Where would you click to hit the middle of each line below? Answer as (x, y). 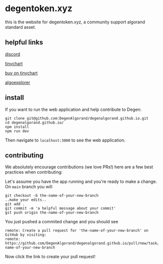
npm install (17, 127)
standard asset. (21, 27)
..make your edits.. (26, 200)
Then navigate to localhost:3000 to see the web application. (65, 140)
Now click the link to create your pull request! (50, 257)
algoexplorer (18, 82)
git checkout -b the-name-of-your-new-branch (52, 196)
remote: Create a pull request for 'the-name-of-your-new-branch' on (77, 231)
